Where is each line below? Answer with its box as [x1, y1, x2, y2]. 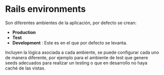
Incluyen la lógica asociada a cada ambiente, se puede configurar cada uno [5, 49, 160, 55]
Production [12, 29, 36, 35]
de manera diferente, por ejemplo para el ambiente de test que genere [5, 54, 148, 60]
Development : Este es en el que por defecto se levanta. [12, 39, 127, 45]
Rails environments [5, 3, 86, 15]
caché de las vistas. [5, 65, 46, 71]
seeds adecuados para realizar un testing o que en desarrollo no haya [5, 60, 148, 66]
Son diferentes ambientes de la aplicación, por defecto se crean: [5, 20, 137, 26]
